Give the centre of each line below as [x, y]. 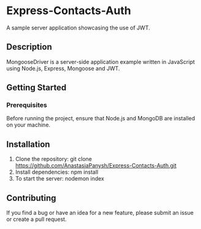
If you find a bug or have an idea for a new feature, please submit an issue [100, 213]
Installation [28, 144]
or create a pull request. [36, 219]
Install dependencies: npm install [57, 172]
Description [29, 47]
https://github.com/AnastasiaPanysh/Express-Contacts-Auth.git [96, 166]
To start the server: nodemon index [59, 179]
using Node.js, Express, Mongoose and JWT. [63, 68]
